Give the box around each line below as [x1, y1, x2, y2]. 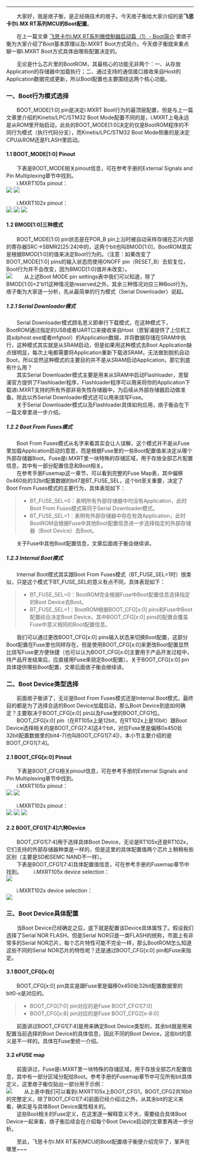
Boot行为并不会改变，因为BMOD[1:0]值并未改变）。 [6, 265, 130, 273]
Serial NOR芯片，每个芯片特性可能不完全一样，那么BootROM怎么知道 [21, 939, 192, 946]
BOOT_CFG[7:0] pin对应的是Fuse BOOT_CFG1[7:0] [29, 1002, 153, 1009]
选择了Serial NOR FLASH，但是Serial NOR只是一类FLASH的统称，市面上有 [6, 931, 189, 939]
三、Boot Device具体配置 [6, 909, 79, 918]
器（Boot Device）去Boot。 [29, 527, 98, 534]
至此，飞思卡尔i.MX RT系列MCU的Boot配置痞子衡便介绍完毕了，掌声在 [16, 1138, 190, 1145]
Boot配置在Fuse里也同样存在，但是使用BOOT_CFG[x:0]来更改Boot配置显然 [6, 641, 189, 648]
